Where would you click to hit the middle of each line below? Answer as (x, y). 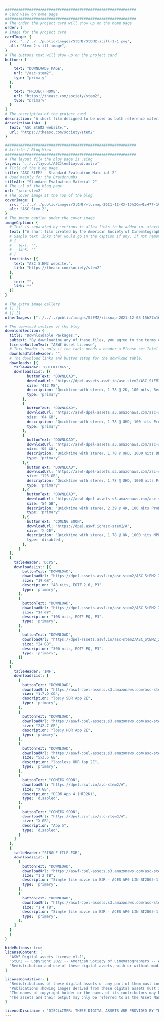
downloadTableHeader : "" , (36, 354)
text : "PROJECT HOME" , (37, 91)
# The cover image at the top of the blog (49, 195)
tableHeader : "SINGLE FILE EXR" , (48, 853)
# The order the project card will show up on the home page (69, 23)
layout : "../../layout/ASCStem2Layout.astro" (52, 163)
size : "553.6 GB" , (41, 757)
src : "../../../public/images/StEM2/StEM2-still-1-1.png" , (71, 41)
